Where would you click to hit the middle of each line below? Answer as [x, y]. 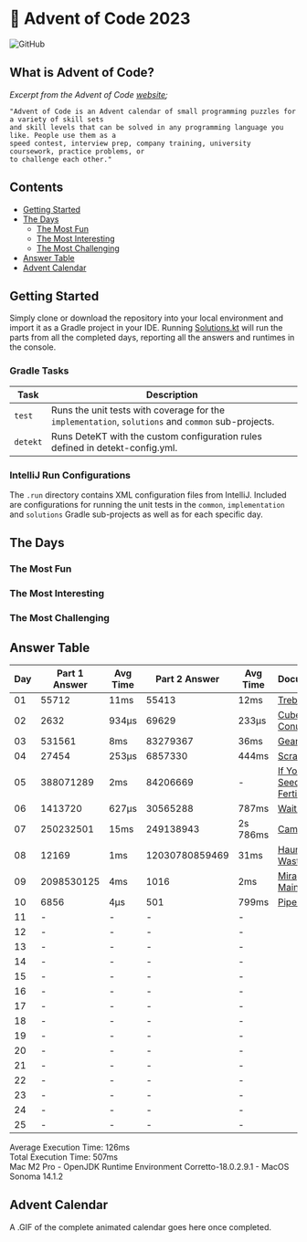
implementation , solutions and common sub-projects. [163, 421]
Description [172, 395]
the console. [33, 347]
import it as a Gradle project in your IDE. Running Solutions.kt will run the [146, 328]
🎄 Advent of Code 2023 [100, 19]
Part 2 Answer [187, 679]
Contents [37, 188]
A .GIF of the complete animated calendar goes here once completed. [141, 1226]
